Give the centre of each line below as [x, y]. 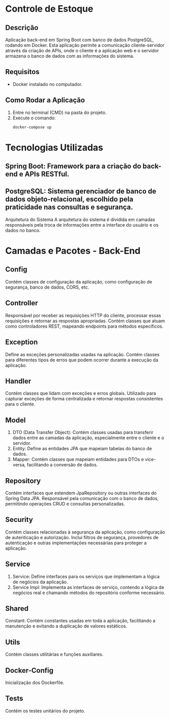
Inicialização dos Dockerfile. [35, 683]
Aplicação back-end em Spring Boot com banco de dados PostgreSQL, [79, 40]
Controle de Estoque [49, 9]
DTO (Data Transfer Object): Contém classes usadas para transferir [83, 432]
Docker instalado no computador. [47, 84]
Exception [22, 342]
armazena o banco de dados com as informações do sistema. [70, 56]
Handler [18, 381]
